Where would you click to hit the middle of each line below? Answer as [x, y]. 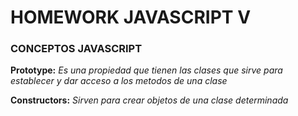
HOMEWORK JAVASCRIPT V [131, 17]
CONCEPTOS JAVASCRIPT [76, 49]
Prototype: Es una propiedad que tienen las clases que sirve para [146, 70]
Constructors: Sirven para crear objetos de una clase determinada [149, 100]
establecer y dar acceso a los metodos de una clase [119, 81]
